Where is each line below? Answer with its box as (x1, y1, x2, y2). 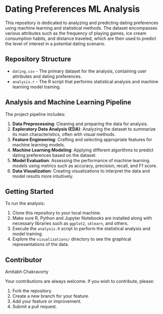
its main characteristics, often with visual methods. (12, 131, 116, 137)
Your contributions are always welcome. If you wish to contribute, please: (5, 279, 155, 284)
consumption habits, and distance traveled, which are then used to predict (5, 35, 157, 41)
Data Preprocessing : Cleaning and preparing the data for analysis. (12, 121, 148, 127)
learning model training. (12, 84, 61, 90)
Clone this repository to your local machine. (12, 210, 101, 216)
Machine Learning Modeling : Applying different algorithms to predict (12, 147, 154, 153)
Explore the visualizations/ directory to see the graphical (12, 236, 131, 242)
